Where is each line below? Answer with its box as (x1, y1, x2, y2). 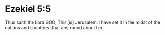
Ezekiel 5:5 (5, 3, 51, 15)
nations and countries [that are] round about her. (5, 24, 104, 30)
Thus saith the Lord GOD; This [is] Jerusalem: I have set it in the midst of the (5, 19, 160, 25)
